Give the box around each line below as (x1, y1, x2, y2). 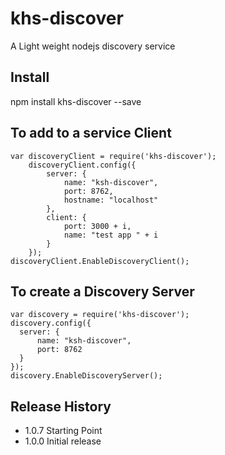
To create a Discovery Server (10, 283, 195, 300)
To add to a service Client (10, 125, 172, 142)
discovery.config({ (10, 318, 92, 329)
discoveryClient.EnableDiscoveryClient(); (10, 256, 190, 266)
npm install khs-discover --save (10, 95, 142, 107)
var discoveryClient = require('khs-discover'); (10, 151, 217, 161)
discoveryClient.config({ (28, 160, 137, 170)
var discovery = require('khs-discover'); (10, 310, 190, 320)
